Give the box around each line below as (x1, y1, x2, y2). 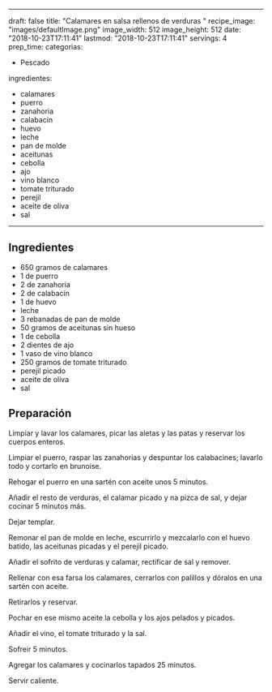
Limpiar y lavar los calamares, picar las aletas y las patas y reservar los (8, 428, 245, 438)
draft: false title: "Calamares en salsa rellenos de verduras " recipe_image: (8, 16, 256, 25)
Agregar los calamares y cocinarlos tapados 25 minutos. (8, 660, 197, 669)
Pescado (19, 58, 50, 67)
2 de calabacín (19, 288, 70, 298)
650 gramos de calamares (19, 262, 108, 272)
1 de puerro (19, 271, 59, 281)
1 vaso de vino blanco (19, 348, 93, 358)
